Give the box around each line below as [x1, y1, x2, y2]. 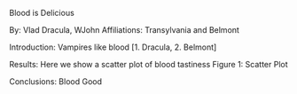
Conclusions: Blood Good [9, 76, 103, 87]
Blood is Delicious [9, 8, 75, 18]
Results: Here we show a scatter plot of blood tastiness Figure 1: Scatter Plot [9, 59, 288, 69]
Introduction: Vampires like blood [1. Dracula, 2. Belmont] [9, 42, 217, 52]
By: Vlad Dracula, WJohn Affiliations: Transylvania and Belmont [9, 25, 239, 35]
